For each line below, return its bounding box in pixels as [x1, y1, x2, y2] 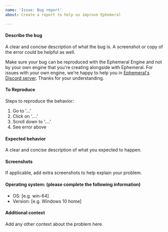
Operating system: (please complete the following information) [5, 181, 141, 187]
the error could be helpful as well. [5, 49, 76, 55]
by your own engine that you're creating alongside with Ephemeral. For [5, 64, 153, 70]
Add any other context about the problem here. [5, 221, 104, 227]
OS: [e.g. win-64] [12, 192, 49, 198]
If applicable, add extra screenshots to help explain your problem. [5, 170, 142, 176]
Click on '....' [12, 113, 38, 119]
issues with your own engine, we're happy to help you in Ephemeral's [5, 70, 150, 76]
